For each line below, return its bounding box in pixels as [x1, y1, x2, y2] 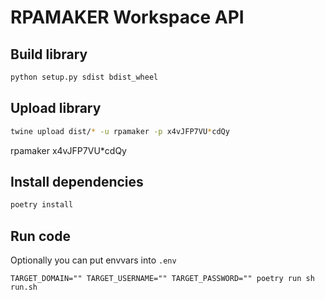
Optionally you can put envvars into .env [10, 254, 177, 266]
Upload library [10, 100, 102, 117]
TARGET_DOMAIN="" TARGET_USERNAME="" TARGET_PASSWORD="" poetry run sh [10, 274, 315, 284]
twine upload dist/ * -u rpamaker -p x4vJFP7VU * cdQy [10, 126, 230, 136]
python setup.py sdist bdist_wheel [10, 72, 159, 82]
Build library [10, 46, 88, 63]
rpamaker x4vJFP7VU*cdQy [10, 144, 127, 156]
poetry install [10, 200, 74, 210]
